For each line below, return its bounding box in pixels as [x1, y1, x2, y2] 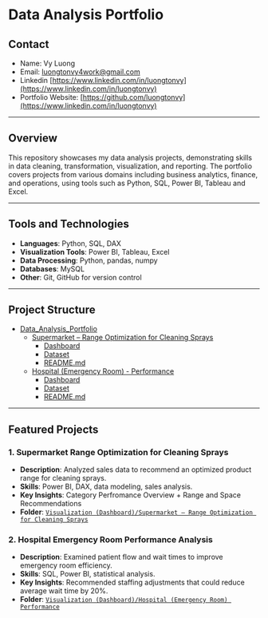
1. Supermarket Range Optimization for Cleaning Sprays [8, 446, 229, 458]
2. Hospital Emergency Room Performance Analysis [8, 534, 213, 545]
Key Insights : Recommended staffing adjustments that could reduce [19, 577, 245, 588]
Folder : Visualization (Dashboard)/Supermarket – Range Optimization [19, 507, 254, 517]
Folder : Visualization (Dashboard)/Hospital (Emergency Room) [19, 595, 228, 604]
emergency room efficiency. [19, 561, 113, 570]
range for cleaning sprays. [19, 473, 107, 483]
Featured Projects [8, 422, 99, 436]
